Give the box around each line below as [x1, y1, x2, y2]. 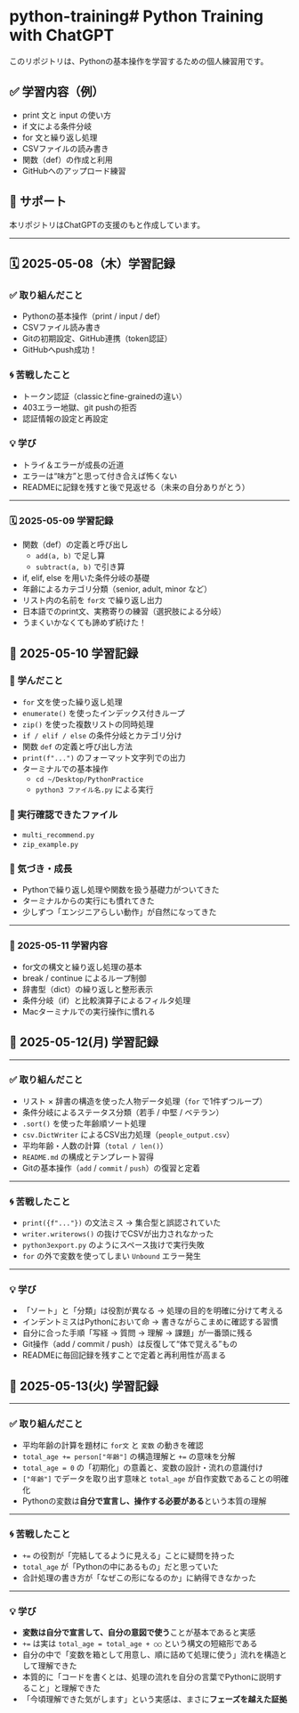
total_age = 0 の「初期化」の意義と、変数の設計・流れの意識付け [21, 1462, 264, 1472]
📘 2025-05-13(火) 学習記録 [9, 1378, 158, 1393]
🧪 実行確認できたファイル [9, 808, 118, 820]
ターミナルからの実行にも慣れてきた [21, 895, 155, 906]
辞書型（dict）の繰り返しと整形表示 [21, 983, 154, 994]
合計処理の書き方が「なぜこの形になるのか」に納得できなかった [21, 1572, 256, 1583]
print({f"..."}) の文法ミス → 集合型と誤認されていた [21, 1218, 221, 1228]
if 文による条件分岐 [21, 120, 92, 131]
